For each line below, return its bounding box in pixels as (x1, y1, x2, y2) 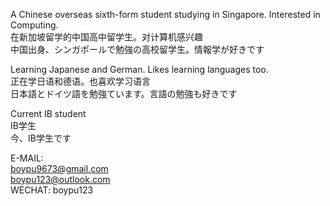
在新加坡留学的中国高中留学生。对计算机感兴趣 (10, 31, 203, 43)
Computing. (10, 19, 59, 31)
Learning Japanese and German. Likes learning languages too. (10, 64, 269, 75)
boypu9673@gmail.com (10, 163, 109, 174)
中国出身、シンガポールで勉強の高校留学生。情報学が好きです (10, 44, 265, 55)
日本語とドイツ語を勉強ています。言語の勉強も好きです (10, 88, 238, 99)
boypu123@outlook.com (10, 174, 111, 185)
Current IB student (10, 108, 87, 119)
